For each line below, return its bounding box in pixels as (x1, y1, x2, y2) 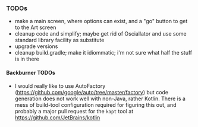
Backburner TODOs (6, 69, 55, 76)
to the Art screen (14, 24, 56, 31)
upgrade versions (14, 43, 58, 50)
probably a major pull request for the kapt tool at (14, 107, 134, 115)
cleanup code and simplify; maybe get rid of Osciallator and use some (14, 30, 187, 37)
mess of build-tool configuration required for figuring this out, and (14, 101, 177, 108)
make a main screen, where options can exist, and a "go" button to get (14, 18, 188, 25)
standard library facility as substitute (14, 37, 105, 44)
